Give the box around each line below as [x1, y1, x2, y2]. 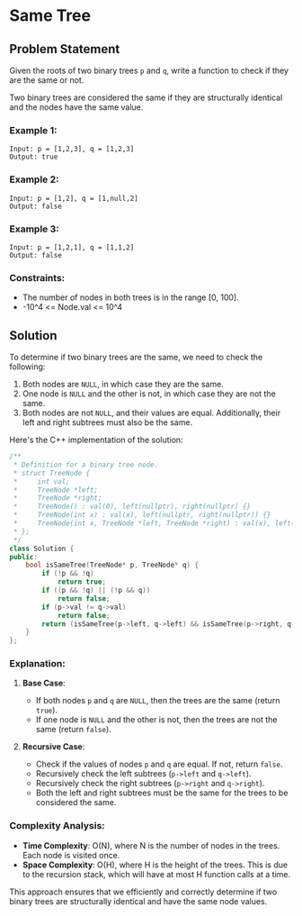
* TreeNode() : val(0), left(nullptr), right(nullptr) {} [13, 502, 252, 512]
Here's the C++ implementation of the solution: [9, 434, 183, 445]
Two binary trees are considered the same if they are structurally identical [9, 92, 283, 103]
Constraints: [9, 271, 66, 284]
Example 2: [9, 173, 59, 186]
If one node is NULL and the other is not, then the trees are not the [35, 714, 278, 725]
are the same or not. [9, 75, 84, 86]
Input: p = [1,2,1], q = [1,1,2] [9, 242, 135, 252]
